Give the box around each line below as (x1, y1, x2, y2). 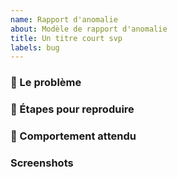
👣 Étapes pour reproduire (10, 102, 135, 116)
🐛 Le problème (10, 76, 82, 90)
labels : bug (10, 42, 60, 53)
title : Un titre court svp (10, 33, 123, 43)
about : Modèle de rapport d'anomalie (10, 24, 168, 34)
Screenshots (10, 156, 74, 170)
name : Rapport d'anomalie (10, 14, 118, 25)
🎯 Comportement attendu (10, 129, 137, 143)
